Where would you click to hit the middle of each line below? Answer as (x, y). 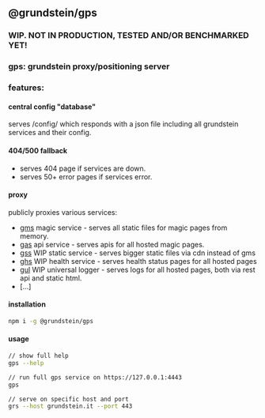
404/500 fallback (38, 150)
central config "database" (52, 107)
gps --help (26, 363)
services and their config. (50, 133)
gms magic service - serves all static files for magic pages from (123, 228)
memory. (34, 235)
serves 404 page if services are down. (83, 168)
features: (26, 88)
